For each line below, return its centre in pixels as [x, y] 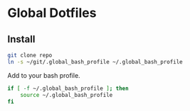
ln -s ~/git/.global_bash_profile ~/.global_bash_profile [95, 62]
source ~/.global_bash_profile [67, 95]
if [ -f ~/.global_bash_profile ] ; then [68, 88]
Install [21, 39]
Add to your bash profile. [44, 75]
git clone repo [30, 55]
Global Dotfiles [52, 13]
